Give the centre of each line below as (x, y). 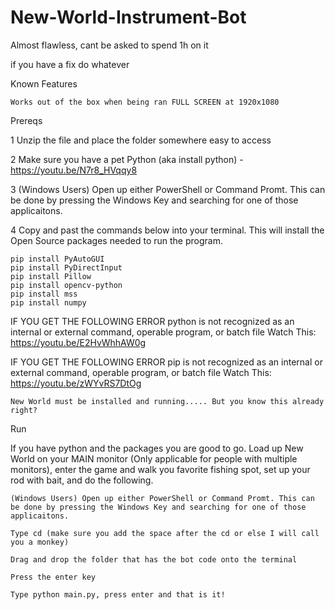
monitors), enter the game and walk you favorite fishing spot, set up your (160, 469)
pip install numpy (48, 302)
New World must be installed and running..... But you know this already (167, 401)
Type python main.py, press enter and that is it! (118, 594)
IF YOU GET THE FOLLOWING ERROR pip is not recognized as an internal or (166, 362)
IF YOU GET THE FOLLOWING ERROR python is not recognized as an (152, 321)
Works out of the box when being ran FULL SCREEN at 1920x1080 (145, 102)
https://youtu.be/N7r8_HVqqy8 (74, 170)
